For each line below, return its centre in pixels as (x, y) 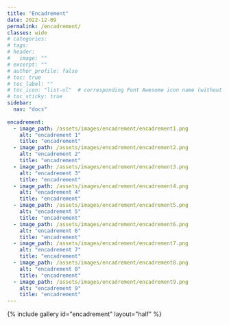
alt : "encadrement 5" (50, 212)
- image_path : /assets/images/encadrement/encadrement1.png (101, 128)
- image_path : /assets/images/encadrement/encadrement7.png (101, 244)
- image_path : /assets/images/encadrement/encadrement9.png (101, 282)
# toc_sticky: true (35, 97)
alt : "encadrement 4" (50, 192)
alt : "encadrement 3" (50, 173)
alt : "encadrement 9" (50, 288)
